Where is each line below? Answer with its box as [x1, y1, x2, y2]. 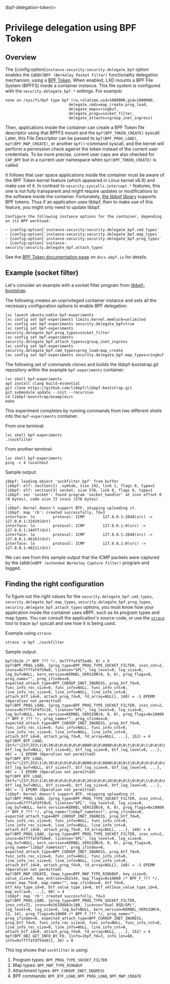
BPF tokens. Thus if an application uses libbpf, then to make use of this [5, 199, 153, 205]
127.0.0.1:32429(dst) [5, 519, 51, 524]
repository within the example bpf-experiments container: [5, 367, 125, 373]
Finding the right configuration [5, 580, 104, 589]
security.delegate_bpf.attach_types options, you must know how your [5, 604, 154, 610]
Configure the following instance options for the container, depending [5, 214, 162, 219]
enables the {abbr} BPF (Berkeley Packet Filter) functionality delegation [5, 72, 158, 78]
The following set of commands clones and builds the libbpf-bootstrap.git [5, 361, 159, 367]
